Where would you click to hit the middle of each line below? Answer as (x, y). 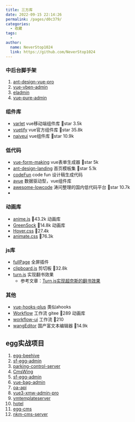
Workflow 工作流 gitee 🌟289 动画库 (49, 313)
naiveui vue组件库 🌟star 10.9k (43, 136)
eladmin (21, 92)
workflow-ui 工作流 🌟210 (38, 320)
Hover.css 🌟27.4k (31, 231)
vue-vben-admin (30, 87)
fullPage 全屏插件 (31, 262)
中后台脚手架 (21, 70)
